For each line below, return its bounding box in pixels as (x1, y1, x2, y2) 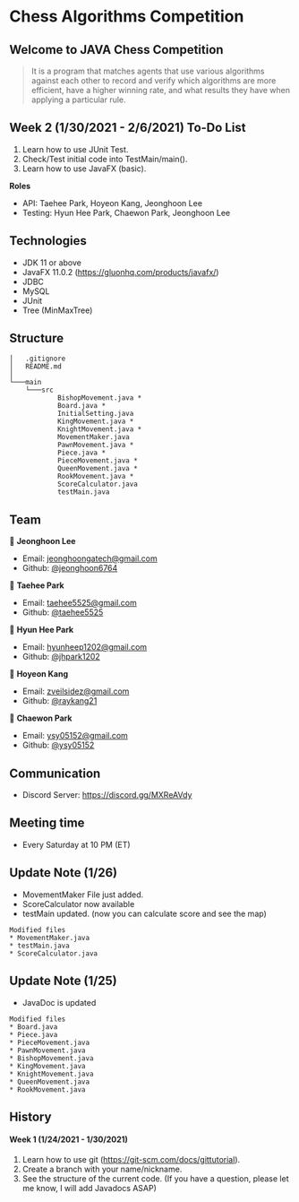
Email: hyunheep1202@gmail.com (21, 642, 148, 653)
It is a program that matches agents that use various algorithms (30, 65, 265, 76)
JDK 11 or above (21, 257, 82, 268)
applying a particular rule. (30, 94, 127, 105)
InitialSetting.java (56, 410, 134, 419)
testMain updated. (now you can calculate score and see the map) (21, 908, 267, 919)
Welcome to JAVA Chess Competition (9, 42, 224, 57)
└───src (25, 385, 54, 395)
